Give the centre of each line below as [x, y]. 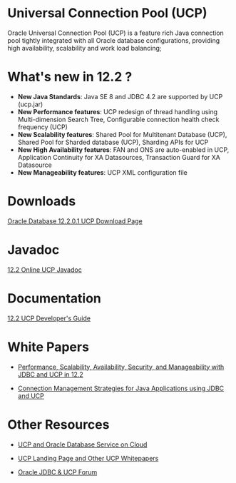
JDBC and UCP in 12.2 [50, 374]
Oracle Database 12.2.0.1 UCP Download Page [75, 221]
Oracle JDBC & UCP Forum [57, 472]
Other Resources [58, 424]
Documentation [55, 298]
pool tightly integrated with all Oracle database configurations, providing [114, 40]
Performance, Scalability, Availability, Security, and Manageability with [121, 367]
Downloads [42, 202]
